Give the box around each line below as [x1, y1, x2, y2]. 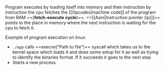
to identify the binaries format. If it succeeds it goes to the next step [12, 54, 151, 60]
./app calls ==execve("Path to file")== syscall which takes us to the [12, 44, 151, 49]
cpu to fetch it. [5, 25, 35, 31]
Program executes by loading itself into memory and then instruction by [5, 4, 151, 10]
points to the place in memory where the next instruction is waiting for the [5, 20, 156, 25]
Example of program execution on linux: [5, 34, 87, 40]
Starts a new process [12, 60, 56, 65]
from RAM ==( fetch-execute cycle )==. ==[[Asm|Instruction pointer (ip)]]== [5, 15, 160, 20]
